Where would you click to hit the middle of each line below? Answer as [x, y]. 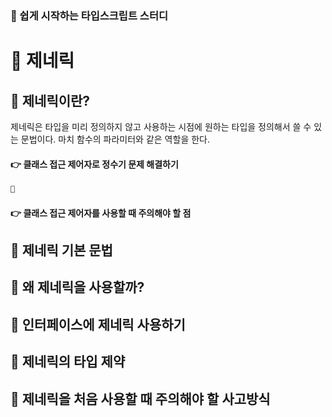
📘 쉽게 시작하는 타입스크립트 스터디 [89, 15]
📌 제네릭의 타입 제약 [68, 362]
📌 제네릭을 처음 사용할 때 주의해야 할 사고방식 [140, 398]
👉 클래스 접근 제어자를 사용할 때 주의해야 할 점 [101, 213]
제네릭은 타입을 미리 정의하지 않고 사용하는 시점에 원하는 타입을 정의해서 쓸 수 [161, 126]
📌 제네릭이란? [50, 100]
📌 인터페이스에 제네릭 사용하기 [98, 324]
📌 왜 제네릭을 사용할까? [77, 287]
